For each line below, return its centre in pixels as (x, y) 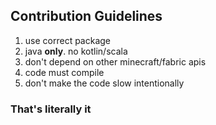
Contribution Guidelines (86, 16)
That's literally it (51, 109)
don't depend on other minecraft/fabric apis (115, 61)
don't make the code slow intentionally (104, 83)
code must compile (64, 72)
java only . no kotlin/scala (76, 51)
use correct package (68, 40)
